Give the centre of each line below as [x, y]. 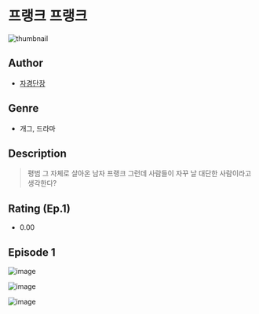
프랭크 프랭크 [48, 16]
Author [26, 63]
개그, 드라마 [38, 128]
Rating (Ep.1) [39, 208]
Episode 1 [32, 252]
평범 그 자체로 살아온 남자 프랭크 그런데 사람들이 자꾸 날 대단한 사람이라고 [139, 173]
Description [37, 153]
